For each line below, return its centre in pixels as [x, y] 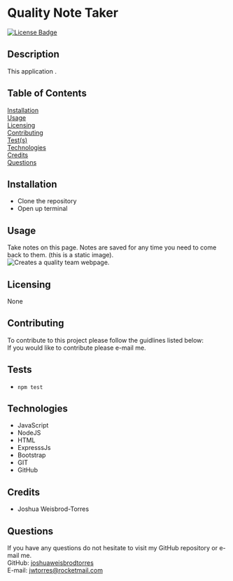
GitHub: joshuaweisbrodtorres [51, 563]
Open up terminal [42, 209]
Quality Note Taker [63, 13]
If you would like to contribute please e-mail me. [77, 348]
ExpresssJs [34, 448]
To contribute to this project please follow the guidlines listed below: [106, 340]
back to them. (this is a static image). [61, 255]
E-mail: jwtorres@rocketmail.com [55, 570]
